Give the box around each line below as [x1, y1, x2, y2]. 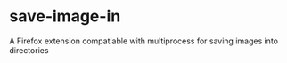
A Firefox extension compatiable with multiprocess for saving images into [9, 35, 279, 46]
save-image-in [9, 6, 121, 27]
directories [9, 44, 49, 55]
